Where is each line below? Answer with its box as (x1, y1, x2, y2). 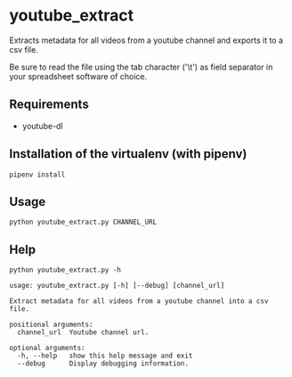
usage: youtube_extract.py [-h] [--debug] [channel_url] (9, 282, 225, 291)
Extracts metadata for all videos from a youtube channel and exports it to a (9, 35, 283, 45)
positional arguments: (9, 320, 93, 330)
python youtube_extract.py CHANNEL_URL (9, 217, 158, 227)
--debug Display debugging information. (17, 359, 190, 368)
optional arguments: (9, 344, 86, 353)
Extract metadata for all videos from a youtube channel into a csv (9, 297, 269, 306)
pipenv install (9, 170, 66, 179)
